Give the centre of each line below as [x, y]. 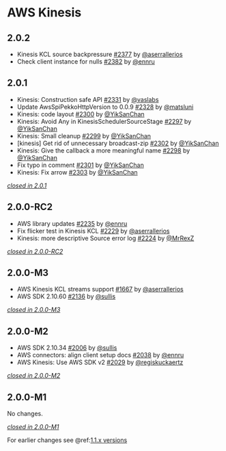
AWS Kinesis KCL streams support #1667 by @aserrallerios [100, 289]
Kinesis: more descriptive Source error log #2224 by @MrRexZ [105, 238]
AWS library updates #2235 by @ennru [72, 223]
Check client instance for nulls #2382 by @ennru [86, 62]
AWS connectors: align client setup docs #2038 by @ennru [100, 355]
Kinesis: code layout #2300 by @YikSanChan [81, 114]
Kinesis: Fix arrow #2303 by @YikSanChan [77, 172]
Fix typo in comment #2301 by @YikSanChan [81, 165]
